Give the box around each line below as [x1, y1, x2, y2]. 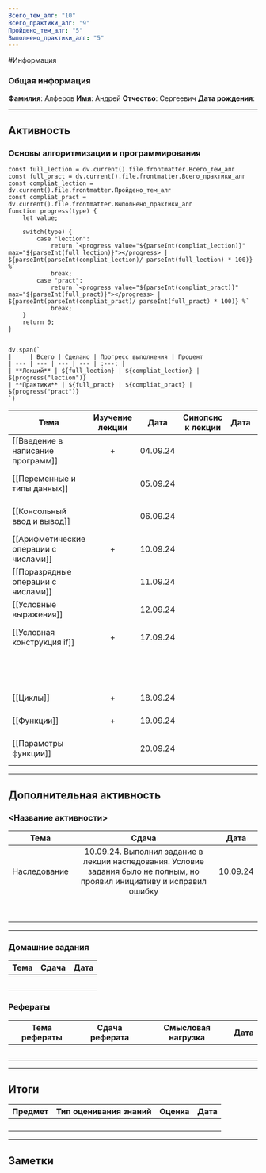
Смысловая [163, 1021, 211, 1033]
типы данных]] [12, 483, 69, 494]
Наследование [12, 866, 69, 877]
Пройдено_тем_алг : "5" [8, 26, 83, 34]
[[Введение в [12, 436, 63, 447]
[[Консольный [12, 506, 67, 517]
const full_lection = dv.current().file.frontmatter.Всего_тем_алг [8, 166, 236, 174]
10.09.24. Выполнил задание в [84, 846, 203, 857]
